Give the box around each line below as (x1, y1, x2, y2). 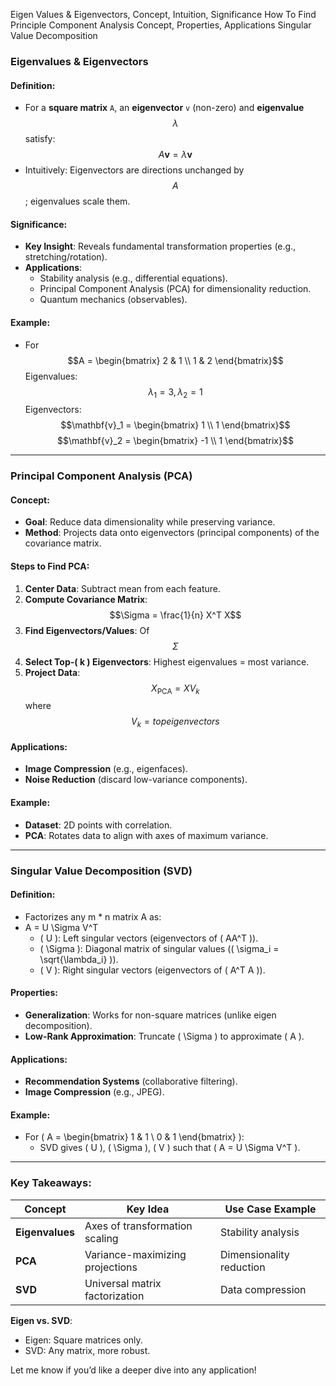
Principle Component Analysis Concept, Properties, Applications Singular (10, 19, 312, 31)
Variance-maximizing (84, 1247, 187, 1261)
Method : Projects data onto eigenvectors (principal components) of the (24, 527, 320, 539)
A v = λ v (158, 149, 193, 161)
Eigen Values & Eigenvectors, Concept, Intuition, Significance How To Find (10, 9, 317, 20)
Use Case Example (224, 1202, 317, 1216)
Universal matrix (84, 1276, 162, 1290)
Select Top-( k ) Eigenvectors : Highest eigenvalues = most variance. (24, 655, 310, 668)
